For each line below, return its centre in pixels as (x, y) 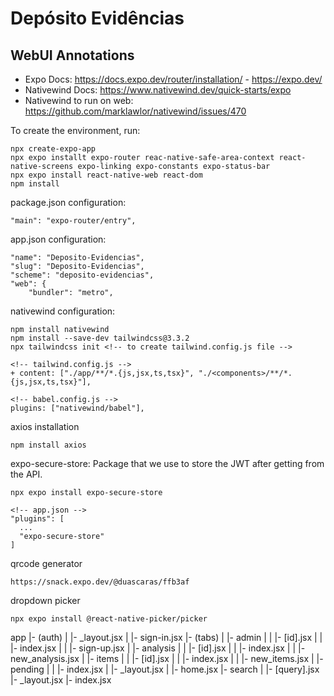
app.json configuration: (58, 239)
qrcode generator (46, 563)
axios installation (45, 426)
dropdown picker (45, 600)
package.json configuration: (68, 202)
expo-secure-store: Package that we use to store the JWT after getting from (167, 463)
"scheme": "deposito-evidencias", (82, 275)
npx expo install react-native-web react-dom (106, 175)
